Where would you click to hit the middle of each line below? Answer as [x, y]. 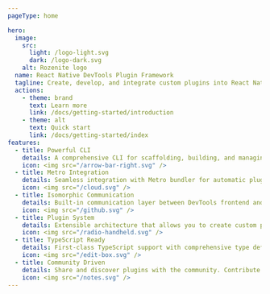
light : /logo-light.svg [69, 53]
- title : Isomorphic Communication [75, 195]
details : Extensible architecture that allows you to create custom [139, 225]
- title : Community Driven [60, 263]
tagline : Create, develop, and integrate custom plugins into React [132, 83]
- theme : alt [44, 120]
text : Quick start [60, 128]
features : [24, 143]
